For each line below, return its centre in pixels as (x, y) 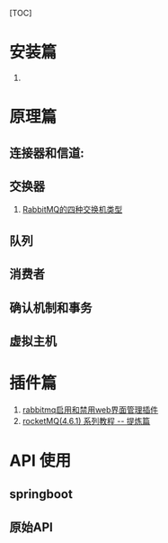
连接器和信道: (47, 153)
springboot (41, 494)
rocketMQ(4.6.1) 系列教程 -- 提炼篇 (86, 421)
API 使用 (40, 461)
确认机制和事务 (51, 308)
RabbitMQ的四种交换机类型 (72, 210)
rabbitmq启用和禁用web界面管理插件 (90, 410)
